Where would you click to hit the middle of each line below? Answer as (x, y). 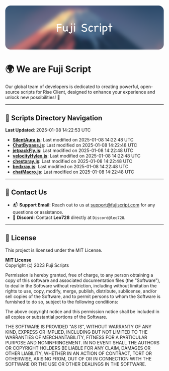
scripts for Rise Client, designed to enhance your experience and (88, 92)
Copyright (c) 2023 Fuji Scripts (37, 265)
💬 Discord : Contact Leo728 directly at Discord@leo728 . (69, 217)
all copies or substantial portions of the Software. (56, 317)
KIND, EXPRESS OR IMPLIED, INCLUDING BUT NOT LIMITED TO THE (76, 332)
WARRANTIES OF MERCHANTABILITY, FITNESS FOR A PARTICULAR (76, 337)
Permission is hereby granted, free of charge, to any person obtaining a (79, 275)
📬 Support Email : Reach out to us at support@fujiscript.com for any (84, 205)
